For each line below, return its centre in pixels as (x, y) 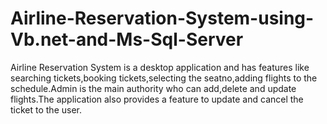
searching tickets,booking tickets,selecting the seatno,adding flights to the (164, 78)
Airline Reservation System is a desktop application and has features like (160, 67)
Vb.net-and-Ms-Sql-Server (127, 39)
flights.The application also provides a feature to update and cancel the (157, 99)
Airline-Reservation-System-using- (162, 18)
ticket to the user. (46, 109)
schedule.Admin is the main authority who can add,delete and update (153, 88)
